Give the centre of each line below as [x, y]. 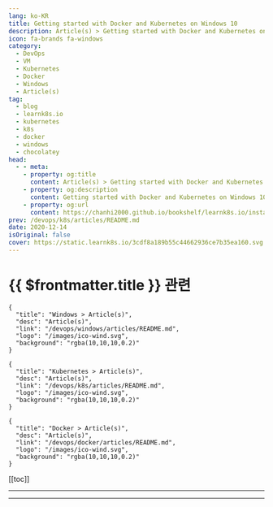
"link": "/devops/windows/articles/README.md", [98, 329]
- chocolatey [38, 152]
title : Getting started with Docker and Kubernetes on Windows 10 [123, 24]
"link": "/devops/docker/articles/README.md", [96, 442]
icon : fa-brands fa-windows [56, 39]
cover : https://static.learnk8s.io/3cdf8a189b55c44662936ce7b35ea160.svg [136, 243]
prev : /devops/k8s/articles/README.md [74, 220]
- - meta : [32, 167]
